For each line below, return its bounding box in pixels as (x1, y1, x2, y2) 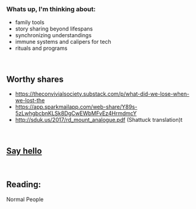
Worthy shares (6, 74, 64, 84)
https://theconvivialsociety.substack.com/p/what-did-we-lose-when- (15, 90, 190, 97)
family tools (15, 19, 44, 26)
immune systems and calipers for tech (15, 38, 111, 46)
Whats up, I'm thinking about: (6, 5, 96, 13)
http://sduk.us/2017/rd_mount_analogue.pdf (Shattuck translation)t (15, 116, 183, 124)
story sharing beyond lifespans (15, 25, 93, 32)
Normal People (6, 196, 44, 203)
